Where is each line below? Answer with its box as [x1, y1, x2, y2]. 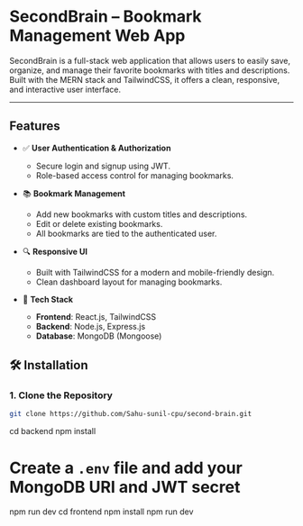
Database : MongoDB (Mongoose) [35, 331, 162, 341]
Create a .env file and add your [9, 458, 243, 478]
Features [9, 119, 60, 134]
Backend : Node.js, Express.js [35, 321, 146, 331]
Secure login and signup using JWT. [35, 160, 171, 171]
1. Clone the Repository [9, 389, 113, 402]
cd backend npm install [9, 426, 96, 437]
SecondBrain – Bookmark [9, 6, 202, 27]
